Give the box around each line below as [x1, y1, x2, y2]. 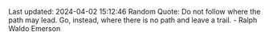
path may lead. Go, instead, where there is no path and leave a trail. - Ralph [8, 15, 258, 25]
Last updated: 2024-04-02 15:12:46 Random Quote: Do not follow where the [8, 7, 261, 16]
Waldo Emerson [8, 24, 61, 33]
